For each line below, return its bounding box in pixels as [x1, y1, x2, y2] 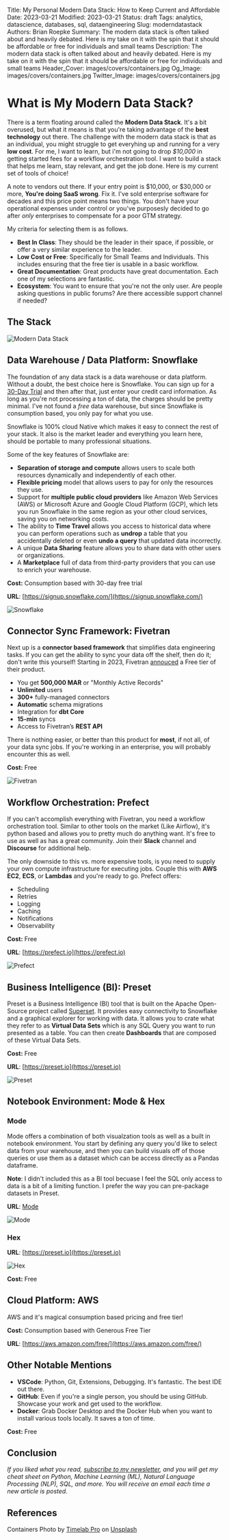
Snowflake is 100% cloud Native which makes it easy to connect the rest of [7, 422, 219, 431]
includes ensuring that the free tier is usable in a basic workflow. [16, 260, 199, 268]
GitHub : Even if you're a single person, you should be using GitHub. [16, 1392, 208, 1400]
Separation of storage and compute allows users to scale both [16, 463, 196, 472]
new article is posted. [7, 1487, 68, 1495]
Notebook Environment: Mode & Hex [7, 1095, 165, 1107]
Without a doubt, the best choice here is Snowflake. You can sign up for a [7, 380, 215, 388]
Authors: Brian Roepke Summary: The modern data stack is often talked [7, 27, 209, 36]
